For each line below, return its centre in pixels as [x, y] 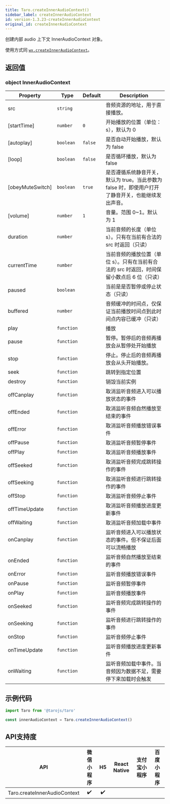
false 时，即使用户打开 [132, 187]
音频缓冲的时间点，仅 [131, 304]
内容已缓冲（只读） [139, 319]
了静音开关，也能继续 [131, 195]
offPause [18, 442]
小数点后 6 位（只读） [137, 277]
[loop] [15, 159]
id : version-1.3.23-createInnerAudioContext [53, 19]
